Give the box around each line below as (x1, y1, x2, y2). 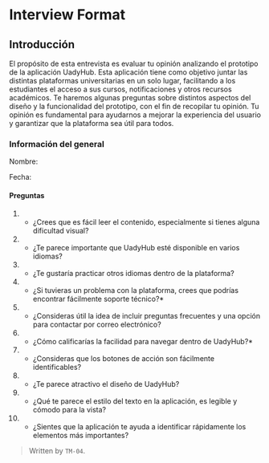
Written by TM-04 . (28, 445, 86, 455)
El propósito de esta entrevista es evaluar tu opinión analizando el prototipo (9, 59, 259, 68)
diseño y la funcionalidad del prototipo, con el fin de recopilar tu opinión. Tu (9, 102, 259, 111)
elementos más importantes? (32, 430, 129, 440)
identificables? (32, 362, 82, 372)
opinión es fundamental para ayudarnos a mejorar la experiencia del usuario (9, 110, 262, 120)
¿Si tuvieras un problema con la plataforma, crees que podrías (32, 285, 239, 294)
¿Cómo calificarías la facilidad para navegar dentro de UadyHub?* (32, 336, 254, 346)
